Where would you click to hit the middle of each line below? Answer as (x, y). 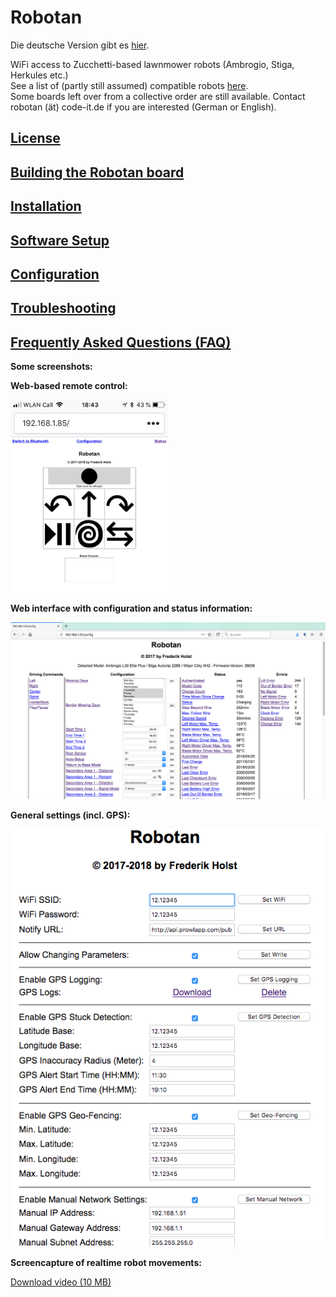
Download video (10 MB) (61, 1282)
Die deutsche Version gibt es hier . (80, 45)
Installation (46, 206)
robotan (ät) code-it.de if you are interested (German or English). (143, 107)
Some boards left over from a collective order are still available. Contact (158, 96)
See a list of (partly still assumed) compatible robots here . (129, 85)
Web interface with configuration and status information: (131, 608)
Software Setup (60, 240)
